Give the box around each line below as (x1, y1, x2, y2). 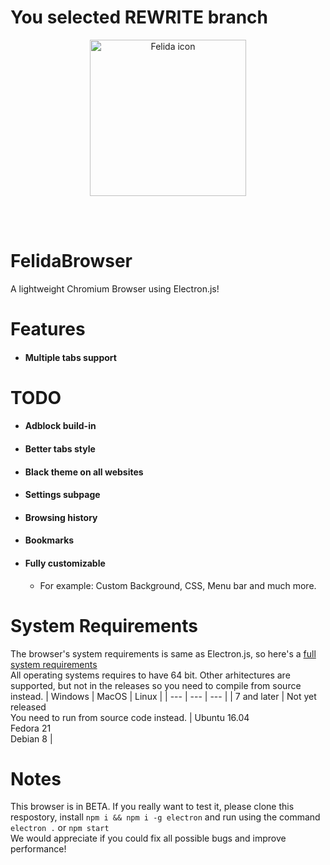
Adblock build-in (24, 420, 97, 432)
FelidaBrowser (10, 250, 133, 273)
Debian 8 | (10, 732, 53, 745)
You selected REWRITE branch (10, 6, 268, 29)
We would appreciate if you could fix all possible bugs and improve (10, 832, 287, 845)
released (10, 701, 47, 713)
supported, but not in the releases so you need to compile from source (10, 679, 302, 691)
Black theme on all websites (24, 466, 144, 478)
